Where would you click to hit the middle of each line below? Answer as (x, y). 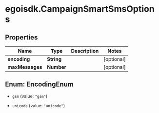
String (54, 59)
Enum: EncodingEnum (40, 85)
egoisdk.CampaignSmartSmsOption (80, 9)
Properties (21, 37)
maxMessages (25, 67)
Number (57, 67)
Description (85, 51)
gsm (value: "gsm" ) (30, 96)
